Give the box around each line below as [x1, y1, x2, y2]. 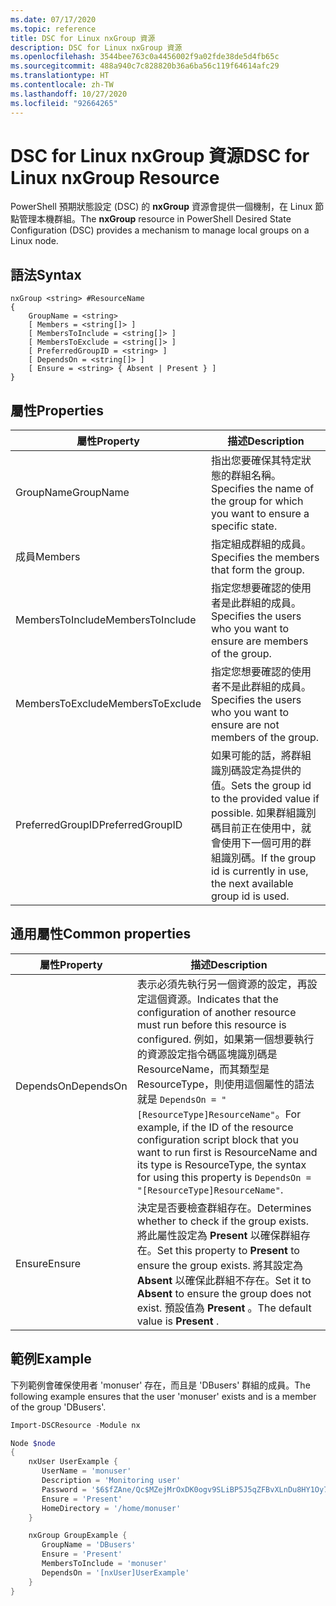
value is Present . [136, 1314, 220, 1328]
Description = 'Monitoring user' [41, 1476, 182, 1486]
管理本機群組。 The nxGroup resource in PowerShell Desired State [18, 213, 292, 225]
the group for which [210, 494, 304, 508]
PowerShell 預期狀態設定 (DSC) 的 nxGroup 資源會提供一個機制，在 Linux [10, 201, 313, 213]
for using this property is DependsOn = [136, 1170, 312, 1184]
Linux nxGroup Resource [10, 166, 220, 189]
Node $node [10, 1438, 56, 1448]
